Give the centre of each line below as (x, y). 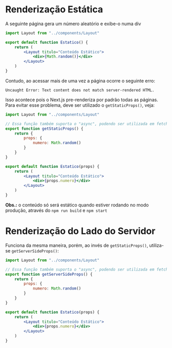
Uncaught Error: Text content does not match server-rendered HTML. (80, 90)
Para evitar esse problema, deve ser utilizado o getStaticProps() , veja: (80, 105)
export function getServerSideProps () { (49, 274)
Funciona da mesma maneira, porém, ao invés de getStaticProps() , (77, 245)
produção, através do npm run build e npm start (56, 210)
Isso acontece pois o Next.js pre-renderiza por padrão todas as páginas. (82, 100)
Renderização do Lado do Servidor (80, 231)
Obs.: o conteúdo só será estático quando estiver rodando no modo (77, 205)
